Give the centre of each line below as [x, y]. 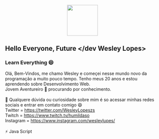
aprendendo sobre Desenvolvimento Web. [48, 84]
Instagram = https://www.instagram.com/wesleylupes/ [60, 120]
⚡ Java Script [19, 131]
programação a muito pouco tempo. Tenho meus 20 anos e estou [71, 78]
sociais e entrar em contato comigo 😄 [44, 104]
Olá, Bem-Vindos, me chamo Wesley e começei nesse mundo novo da [76, 73]
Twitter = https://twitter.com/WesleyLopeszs [50, 110]
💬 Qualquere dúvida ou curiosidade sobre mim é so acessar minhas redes [80, 100]
